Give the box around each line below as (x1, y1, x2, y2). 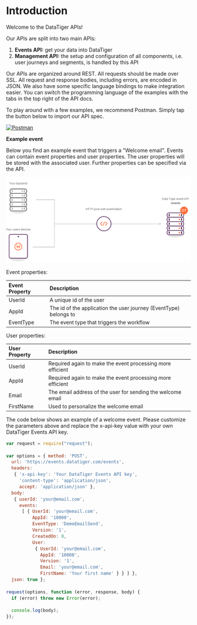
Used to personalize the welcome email (48, 403, 144, 410)
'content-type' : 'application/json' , (19, 478, 111, 484)
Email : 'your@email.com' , (40, 565, 104, 570)
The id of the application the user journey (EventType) (49, 305, 180, 312)
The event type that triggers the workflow (49, 319, 150, 326)
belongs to (49, 311, 76, 318)
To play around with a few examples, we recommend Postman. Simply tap (6, 106, 185, 113)
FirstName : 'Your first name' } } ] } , (40, 570, 138, 576)
